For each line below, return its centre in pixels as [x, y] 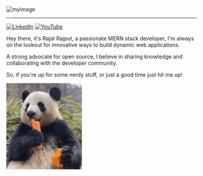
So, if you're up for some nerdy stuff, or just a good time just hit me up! [95, 75]
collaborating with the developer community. [62, 63]
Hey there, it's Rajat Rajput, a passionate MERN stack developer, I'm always [100, 38]
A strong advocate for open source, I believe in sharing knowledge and [95, 57]
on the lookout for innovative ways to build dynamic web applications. [93, 45]
